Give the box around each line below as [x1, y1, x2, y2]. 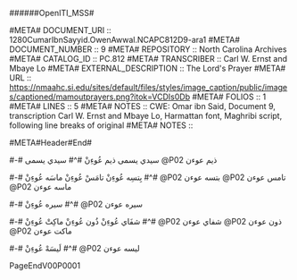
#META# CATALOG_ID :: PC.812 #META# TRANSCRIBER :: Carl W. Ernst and [9, 54, 288, 64]
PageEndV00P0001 [9, 260, 81, 271]
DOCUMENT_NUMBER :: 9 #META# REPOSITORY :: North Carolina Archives [9, 44, 287, 55]
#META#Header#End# [9, 138, 92, 148]
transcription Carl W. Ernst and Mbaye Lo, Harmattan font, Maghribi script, [9, 111, 283, 121]
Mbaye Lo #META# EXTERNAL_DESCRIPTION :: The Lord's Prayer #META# [9, 63, 286, 73]
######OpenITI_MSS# [9, 8, 95, 18]
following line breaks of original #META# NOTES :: [9, 120, 194, 131]
